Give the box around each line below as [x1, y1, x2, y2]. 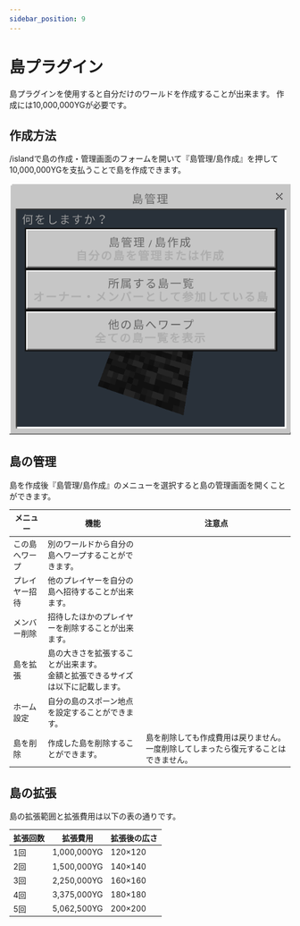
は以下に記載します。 [47, 681, 126, 692]
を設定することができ [47, 707, 127, 718]
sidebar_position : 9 [9, 14, 87, 23]
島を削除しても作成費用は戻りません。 [146, 732, 286, 743]
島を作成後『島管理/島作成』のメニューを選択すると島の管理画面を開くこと [9, 480, 287, 490]
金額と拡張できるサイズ [47, 670, 134, 681]
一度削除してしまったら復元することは [146, 743, 287, 753]
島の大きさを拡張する [47, 648, 127, 658]
